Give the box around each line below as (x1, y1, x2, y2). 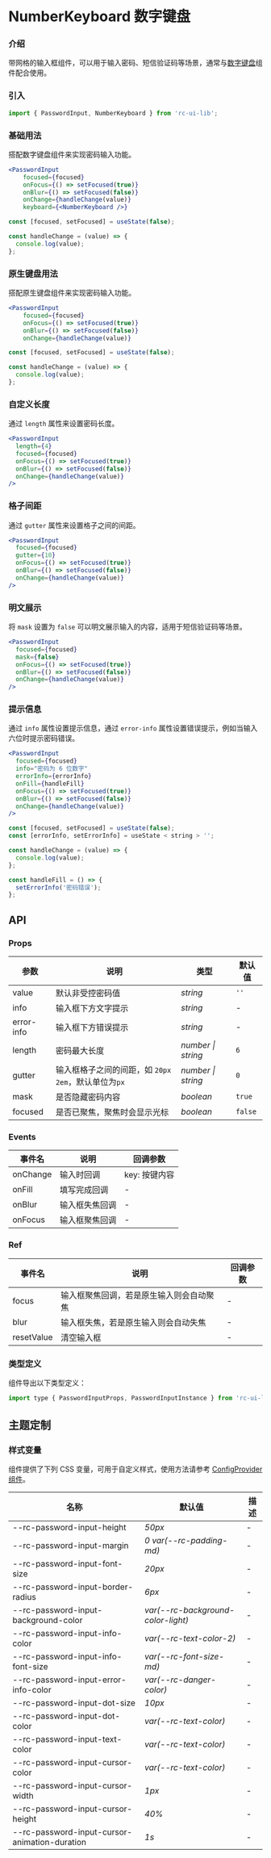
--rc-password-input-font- (12, 1559, 123, 1570)
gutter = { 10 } (15, 551, 56, 559)
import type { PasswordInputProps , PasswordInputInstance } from (8, 1394, 232, 1402)
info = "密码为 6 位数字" (15, 764, 89, 773)
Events (8, 1131, 36, 1142)
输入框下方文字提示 (55, 1002, 129, 1014)
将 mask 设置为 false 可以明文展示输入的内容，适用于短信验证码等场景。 (8, 622, 248, 632)
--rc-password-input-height (12, 1522, 127, 1534)
